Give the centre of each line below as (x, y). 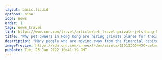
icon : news (16, 18)
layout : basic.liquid (27, 9)
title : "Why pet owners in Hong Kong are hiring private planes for (75, 37)
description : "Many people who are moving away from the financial (74, 41)
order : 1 (14, 23)
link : (10, 32)
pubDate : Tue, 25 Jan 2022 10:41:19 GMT (46, 50)
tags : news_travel (23, 28)
